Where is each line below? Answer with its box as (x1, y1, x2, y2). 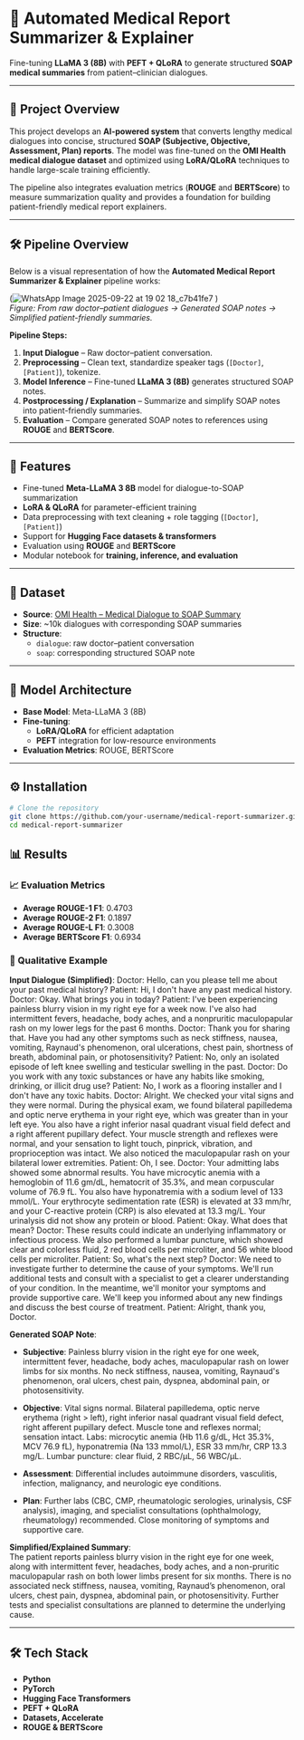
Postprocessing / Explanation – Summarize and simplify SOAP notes (22, 395, 280, 406)
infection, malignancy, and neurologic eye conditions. (22, 1478, 222, 1489)
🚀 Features (9, 458, 71, 474)
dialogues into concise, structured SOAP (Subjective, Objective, (9, 135, 251, 146)
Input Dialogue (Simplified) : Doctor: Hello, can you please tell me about (9, 975, 278, 985)
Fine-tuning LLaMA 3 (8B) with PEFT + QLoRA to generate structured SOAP (9, 57, 293, 68)
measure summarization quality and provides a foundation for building (9, 191, 271, 202)
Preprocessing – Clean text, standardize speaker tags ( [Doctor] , (22, 357, 264, 368)
